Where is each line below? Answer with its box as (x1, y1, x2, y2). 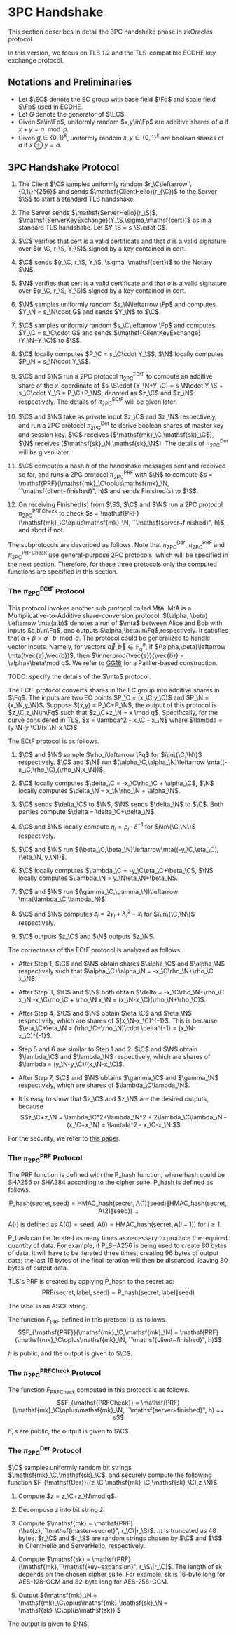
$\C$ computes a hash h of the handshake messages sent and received (18, 461, 226, 471)
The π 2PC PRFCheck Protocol (8, 1367, 101, 1379)
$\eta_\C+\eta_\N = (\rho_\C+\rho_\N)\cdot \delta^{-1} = (18, 1024, 177, 1032)
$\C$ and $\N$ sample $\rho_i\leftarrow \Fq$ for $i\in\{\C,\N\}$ (18, 751, 202, 759)
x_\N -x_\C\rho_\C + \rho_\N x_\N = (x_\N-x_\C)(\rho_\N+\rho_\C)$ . (18, 995, 206, 1004)
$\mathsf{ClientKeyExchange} (113, 329, 202, 337)
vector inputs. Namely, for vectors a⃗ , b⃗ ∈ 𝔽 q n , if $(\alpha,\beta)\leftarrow (8, 641, 226, 652)
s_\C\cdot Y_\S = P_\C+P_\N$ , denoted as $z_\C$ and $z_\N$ (18, 388, 194, 397)
